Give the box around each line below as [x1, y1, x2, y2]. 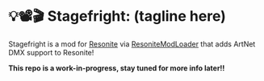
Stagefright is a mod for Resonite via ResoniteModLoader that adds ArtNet [8, 38, 256, 49]
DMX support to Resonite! [8, 47, 94, 57]
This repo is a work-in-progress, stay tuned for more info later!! [8, 63, 225, 73]
